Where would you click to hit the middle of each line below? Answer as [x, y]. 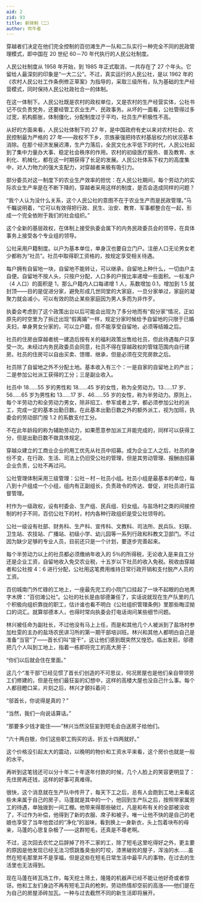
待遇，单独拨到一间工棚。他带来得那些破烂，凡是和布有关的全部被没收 [103, 807]
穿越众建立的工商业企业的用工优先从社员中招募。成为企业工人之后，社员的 [98, 451]
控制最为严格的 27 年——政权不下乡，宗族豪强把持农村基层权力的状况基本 [102, 137]
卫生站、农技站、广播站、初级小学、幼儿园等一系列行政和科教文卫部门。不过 [100, 534]
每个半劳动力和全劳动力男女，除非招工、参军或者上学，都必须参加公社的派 [98, 403]
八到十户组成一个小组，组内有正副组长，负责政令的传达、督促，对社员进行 [98, 486]
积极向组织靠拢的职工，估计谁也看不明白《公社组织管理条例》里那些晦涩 [100, 605]
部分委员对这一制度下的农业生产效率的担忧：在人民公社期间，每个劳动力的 [98, 180]
